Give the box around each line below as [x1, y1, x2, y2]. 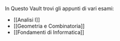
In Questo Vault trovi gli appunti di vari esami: [5, 5, 114, 12]
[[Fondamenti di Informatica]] [13, 29, 85, 36]
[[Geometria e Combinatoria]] [13, 23, 85, 29]
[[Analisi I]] [13, 16, 40, 23]
